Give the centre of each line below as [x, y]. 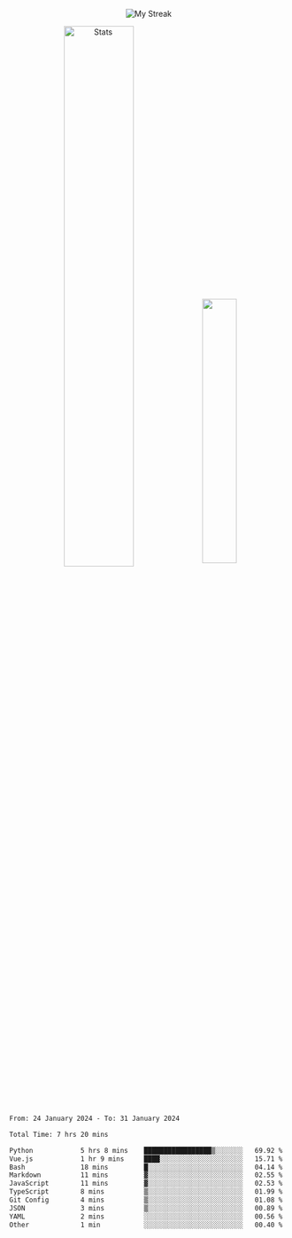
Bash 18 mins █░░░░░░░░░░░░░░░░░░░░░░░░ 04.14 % [146, 1167]
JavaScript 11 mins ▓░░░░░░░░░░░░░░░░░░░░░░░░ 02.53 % [146, 1184]
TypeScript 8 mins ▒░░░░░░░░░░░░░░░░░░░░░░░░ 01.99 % [146, 1192]
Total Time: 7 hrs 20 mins [59, 1134]
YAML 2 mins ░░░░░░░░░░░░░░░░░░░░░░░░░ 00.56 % [146, 1216]
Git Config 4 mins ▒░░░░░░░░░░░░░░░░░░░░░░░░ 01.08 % [146, 1200]
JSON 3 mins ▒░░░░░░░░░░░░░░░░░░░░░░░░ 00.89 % [146, 1208]
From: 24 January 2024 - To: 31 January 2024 [94, 1118]
